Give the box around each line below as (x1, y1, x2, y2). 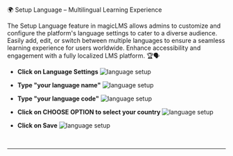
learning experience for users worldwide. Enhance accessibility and (7, 44, 201, 52)
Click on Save (17, 121, 58, 130)
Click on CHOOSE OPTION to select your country (17, 108, 161, 116)
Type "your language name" (17, 81, 101, 89)
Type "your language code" (17, 94, 99, 103)
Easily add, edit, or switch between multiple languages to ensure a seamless (7, 37, 225, 44)
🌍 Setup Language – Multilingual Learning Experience (7, 6, 162, 14)
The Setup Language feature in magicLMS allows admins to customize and (7, 21, 221, 30)
